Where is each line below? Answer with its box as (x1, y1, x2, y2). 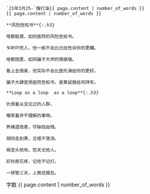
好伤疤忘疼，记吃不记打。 (6, 159, 59, 164)
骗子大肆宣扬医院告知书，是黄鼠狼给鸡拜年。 (6, 79, 99, 85)
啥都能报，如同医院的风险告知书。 (6, 34, 77, 40)
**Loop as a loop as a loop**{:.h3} (6, 90, 99, 96)
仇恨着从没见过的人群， (6, 101, 55, 107)
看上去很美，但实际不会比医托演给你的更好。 (6, 68, 99, 74)
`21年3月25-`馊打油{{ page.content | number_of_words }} (6, 5, 145, 11)
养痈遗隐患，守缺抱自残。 (6, 124, 59, 130)
